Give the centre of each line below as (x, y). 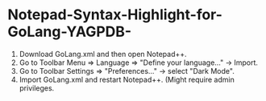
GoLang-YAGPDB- (70, 32)
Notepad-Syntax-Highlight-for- (115, 15)
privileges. (37, 88)
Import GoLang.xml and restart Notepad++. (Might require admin (127, 79)
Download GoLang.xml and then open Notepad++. (103, 54)
